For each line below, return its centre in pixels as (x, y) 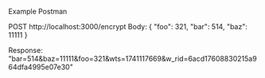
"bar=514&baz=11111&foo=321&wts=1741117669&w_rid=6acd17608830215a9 (132, 59)
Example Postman (38, 11)
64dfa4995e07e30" (41, 67)
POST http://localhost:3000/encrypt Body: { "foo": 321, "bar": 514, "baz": (128, 26)
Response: (26, 50)
